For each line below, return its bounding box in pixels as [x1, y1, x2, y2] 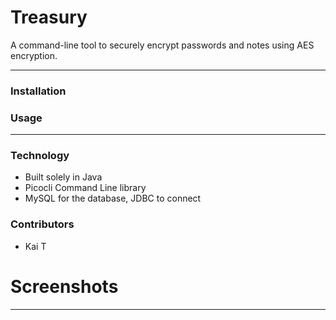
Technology [10, 149, 70, 163]
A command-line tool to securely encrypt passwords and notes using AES [10, 39, 315, 51]
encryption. [10, 49, 58, 61]
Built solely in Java [24, 171, 103, 183]
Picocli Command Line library [24, 182, 147, 194]
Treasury [10, 6, 88, 29]
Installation [10, 84, 67, 98]
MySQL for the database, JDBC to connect [24, 192, 202, 205]
